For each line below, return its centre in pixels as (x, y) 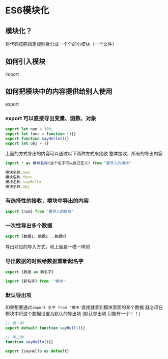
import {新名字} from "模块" (35, 281)
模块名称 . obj (18, 186)
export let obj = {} (27, 143)
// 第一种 (15, 323)
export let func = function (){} (41, 134)
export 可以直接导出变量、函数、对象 (51, 118)
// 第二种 (15, 337)
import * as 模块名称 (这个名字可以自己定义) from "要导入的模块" (68, 163)
